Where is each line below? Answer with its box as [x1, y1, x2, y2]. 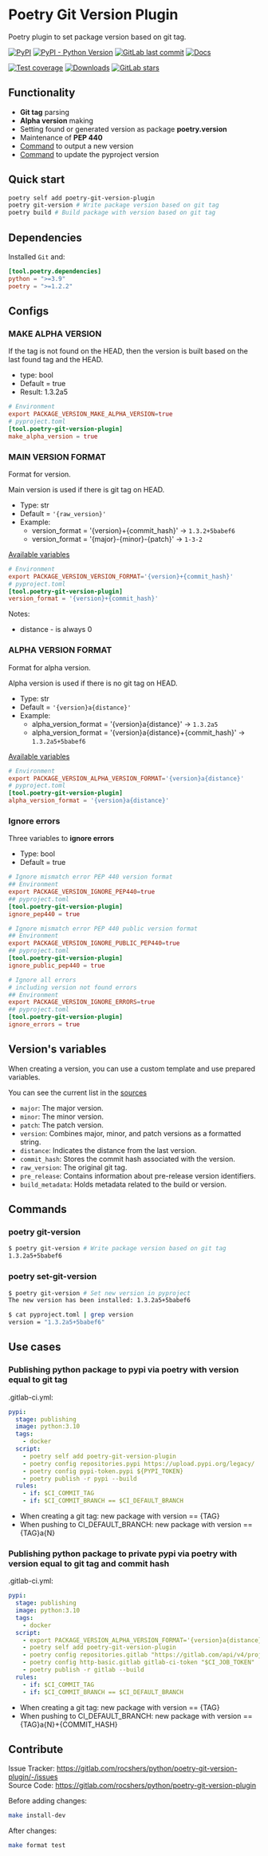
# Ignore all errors [8, 976, 77, 984]
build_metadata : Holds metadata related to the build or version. [19, 1179, 227, 1189]
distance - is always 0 [19, 625, 93, 634]
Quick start [8, 173, 65, 187]
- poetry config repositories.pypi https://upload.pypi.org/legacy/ [22, 1459, 255, 1467]
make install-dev [8, 1811, 66, 1820]
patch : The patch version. [19, 1120, 104, 1130]
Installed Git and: [8, 252, 65, 261]
